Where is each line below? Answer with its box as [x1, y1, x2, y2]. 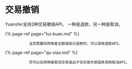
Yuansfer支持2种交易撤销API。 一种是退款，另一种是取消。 [5, 21, 123, 27]
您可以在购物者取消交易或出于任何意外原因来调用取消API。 [29, 60, 130, 65]
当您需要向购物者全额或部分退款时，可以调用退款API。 [29, 41, 122, 46]
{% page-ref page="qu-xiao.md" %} [5, 49, 78, 55]
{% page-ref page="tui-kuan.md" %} [5, 31, 80, 37]
